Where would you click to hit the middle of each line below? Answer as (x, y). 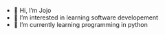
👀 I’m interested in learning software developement (86, 17)
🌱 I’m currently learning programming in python (80, 25)
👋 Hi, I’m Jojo (32, 10)
